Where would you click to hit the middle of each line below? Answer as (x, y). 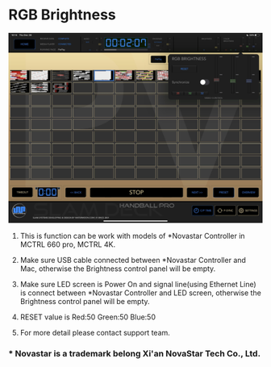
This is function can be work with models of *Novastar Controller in (132, 236)
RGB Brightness (63, 15)
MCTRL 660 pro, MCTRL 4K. (67, 244)
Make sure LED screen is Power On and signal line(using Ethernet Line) (138, 285)
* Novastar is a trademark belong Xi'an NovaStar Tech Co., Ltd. (134, 354)
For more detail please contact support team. (95, 333)
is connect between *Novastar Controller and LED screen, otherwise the (141, 293)
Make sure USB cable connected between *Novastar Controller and (133, 261)
